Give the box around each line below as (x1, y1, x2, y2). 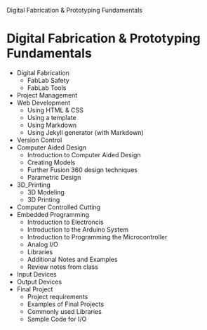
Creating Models (27, 158, 76, 166)
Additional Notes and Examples (27, 255, 118, 263)
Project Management (16, 91, 78, 99)
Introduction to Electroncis (27, 218, 104, 226)
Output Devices (16, 277, 62, 286)
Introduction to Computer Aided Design (27, 150, 141, 159)
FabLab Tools (27, 84, 67, 92)
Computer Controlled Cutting (16, 203, 101, 211)
